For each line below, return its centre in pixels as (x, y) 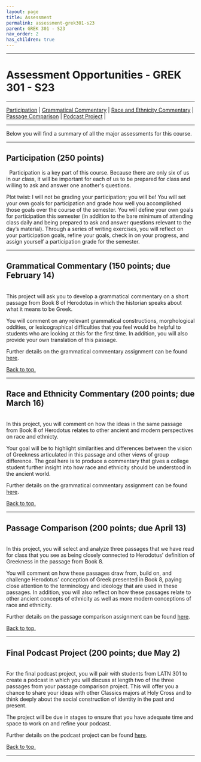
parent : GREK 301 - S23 (36, 28)
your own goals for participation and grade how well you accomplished (94, 203)
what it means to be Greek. (39, 309)
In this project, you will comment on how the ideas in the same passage (94, 424)
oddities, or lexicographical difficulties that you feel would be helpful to (94, 327)
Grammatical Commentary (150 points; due (88, 266)
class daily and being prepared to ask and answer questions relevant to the (99, 222)
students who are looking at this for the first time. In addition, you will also (97, 333)
